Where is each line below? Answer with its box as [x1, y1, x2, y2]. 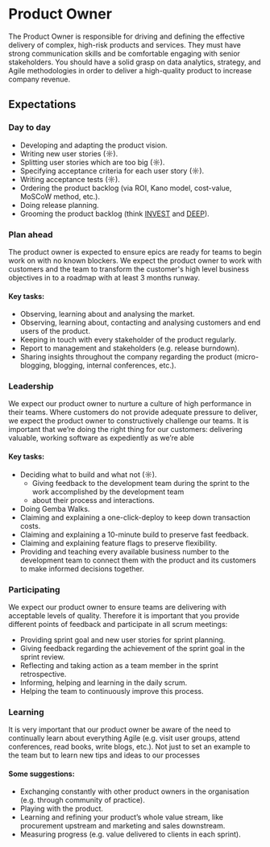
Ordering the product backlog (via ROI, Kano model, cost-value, [19, 183, 232, 193]
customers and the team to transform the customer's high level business [8, 264, 250, 274]
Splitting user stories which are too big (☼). [19, 157, 165, 167]
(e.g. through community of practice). [19, 795, 145, 805]
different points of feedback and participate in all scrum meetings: [8, 619, 228, 629]
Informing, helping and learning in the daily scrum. [19, 678, 188, 687]
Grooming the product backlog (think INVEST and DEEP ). [19, 209, 210, 218]
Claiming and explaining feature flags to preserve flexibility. [19, 538, 218, 548]
